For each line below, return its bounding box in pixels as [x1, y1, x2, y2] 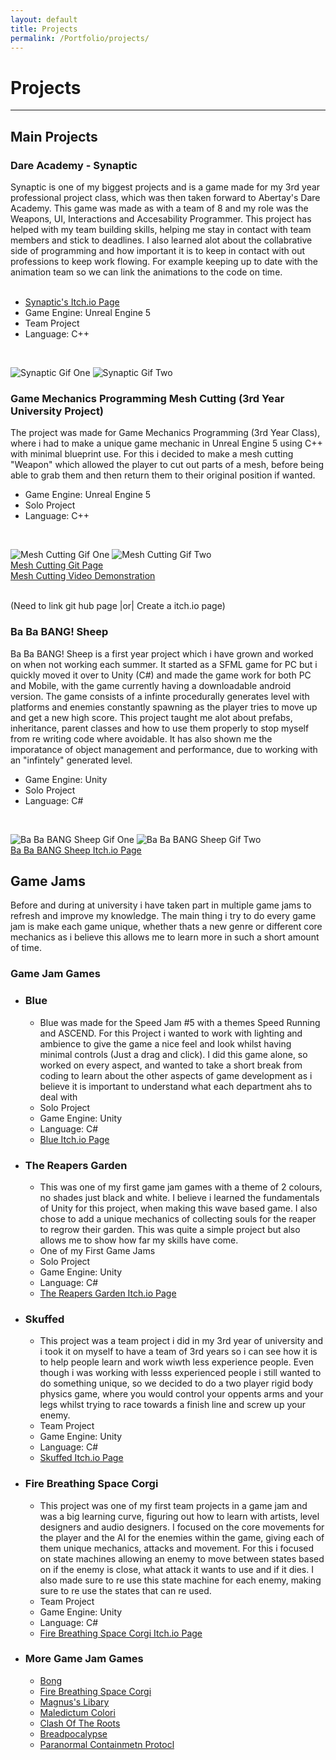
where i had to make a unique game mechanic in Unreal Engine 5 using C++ [10, 437, 323, 450]
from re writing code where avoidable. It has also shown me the [10, 732, 273, 745]
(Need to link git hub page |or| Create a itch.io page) [10, 600, 226, 612]
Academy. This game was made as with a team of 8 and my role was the [10, 202, 309, 214]
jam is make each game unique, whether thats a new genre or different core [10, 921, 323, 933]
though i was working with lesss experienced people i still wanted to [39, 1367, 322, 1379]
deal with [39, 1091, 78, 1103]
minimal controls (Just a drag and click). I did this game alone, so [39, 1048, 308, 1060]
